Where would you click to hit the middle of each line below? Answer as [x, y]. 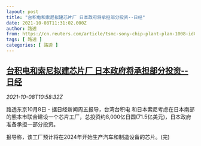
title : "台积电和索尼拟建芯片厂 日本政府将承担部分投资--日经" [76, 17]
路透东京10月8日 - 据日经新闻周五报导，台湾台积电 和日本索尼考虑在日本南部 [100, 109]
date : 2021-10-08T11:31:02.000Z [46, 23]
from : [13, 34]
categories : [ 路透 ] [32, 45]
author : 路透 [22, 28]
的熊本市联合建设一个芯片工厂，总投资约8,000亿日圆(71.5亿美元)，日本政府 [99, 117]
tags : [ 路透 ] [24, 39]
